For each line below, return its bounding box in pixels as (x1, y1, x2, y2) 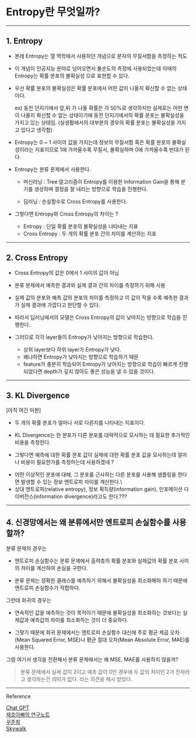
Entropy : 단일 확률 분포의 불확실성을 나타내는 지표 (23, 223, 138, 230)
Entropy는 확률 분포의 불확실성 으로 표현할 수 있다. (14, 72, 130, 79)
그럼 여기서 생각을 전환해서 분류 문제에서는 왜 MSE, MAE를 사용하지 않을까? (6, 656, 178, 663)
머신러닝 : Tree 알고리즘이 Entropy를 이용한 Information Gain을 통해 (23, 178, 180, 185)
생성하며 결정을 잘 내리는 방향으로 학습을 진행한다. (34, 185, 148, 192)
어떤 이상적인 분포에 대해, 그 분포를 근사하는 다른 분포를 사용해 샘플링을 (14, 471, 177, 478)
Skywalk (6, 725, 26, 732)
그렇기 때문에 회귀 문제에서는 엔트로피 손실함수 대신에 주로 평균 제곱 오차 (14, 629, 180, 636)
